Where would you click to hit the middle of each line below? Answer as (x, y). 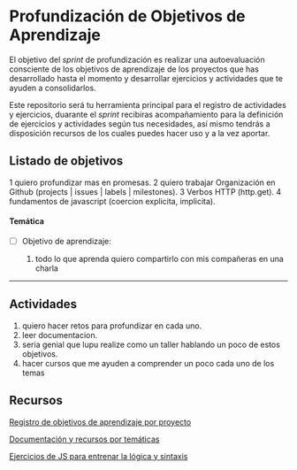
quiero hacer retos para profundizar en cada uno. (112, 326)
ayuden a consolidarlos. (53, 88)
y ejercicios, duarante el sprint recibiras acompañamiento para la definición (146, 114)
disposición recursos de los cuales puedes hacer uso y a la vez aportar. (140, 133)
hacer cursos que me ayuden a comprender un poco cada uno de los (148, 363)
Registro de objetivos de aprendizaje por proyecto (100, 421)
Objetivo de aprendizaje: (67, 241)
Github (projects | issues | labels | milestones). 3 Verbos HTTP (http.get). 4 (145, 191)
